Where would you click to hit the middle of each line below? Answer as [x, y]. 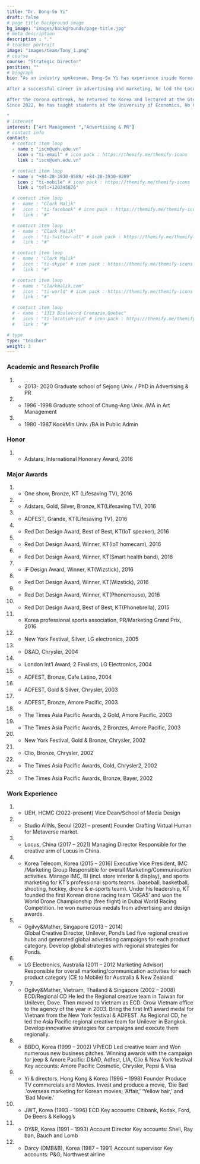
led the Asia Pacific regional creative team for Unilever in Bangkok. [106, 1022]
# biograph [20, 73]
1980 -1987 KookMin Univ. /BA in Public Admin [81, 424]
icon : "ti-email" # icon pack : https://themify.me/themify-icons [102, 155]
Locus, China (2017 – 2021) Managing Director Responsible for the [105, 845]
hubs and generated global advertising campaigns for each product [107, 940]
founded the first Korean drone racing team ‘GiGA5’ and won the [103, 895]
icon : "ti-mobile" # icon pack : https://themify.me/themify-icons [104, 182]
